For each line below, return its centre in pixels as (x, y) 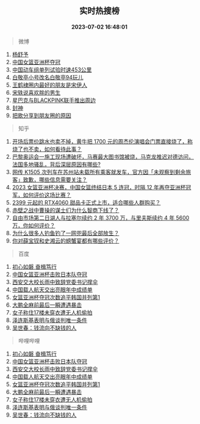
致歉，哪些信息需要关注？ (55, 180)
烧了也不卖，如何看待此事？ (47, 149)
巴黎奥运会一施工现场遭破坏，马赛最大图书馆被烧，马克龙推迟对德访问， (103, 156)
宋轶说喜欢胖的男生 (36, 92)
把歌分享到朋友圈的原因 (41, 115)
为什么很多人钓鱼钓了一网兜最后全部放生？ (66, 233)
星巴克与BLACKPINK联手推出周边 (54, 100)
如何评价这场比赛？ (47, 195)
